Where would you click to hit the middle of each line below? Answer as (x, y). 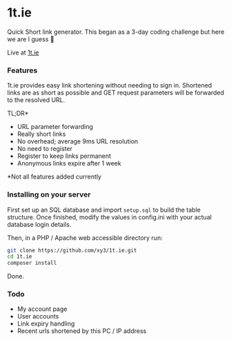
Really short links (41, 134)
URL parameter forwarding (55, 127)
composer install (32, 263)
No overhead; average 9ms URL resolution (78, 141)
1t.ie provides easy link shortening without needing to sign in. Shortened (110, 85)
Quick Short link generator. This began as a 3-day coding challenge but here (116, 32)
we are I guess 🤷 (31, 39)
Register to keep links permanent (64, 156)
